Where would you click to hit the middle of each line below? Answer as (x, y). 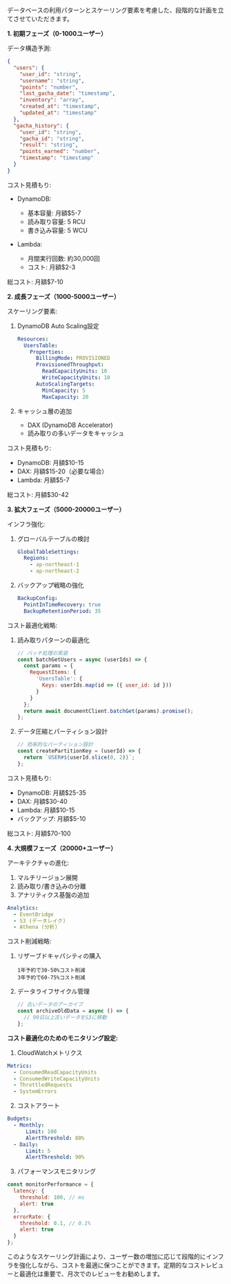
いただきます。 (52, 19)
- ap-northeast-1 (54, 565)
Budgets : (20, 1119)
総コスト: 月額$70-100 (39, 833)
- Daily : (26, 1144)
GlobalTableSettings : (48, 552)
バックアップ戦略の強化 (50, 585)
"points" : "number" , (49, 87)
